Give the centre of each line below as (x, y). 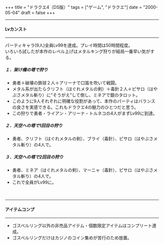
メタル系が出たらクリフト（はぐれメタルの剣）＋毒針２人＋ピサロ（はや (85, 89)
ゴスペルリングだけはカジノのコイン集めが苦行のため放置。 (72, 238)
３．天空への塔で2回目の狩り (34, 157)
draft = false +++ (38, 13)
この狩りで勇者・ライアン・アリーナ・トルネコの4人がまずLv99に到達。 (85, 113)
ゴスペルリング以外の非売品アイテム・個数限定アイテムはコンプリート (82, 225)
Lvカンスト (16, 29)
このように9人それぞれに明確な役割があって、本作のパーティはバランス (83, 101)
